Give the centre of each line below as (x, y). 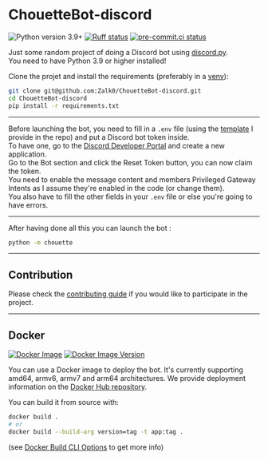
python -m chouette (41, 242)
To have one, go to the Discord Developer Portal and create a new (117, 145)
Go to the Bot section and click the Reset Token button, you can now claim (130, 162)
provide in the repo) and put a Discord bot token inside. (99, 137)
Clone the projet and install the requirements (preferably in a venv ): (118, 76)
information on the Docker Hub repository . (78, 387)
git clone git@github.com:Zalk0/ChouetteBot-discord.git (105, 91)
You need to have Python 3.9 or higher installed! (87, 61)
